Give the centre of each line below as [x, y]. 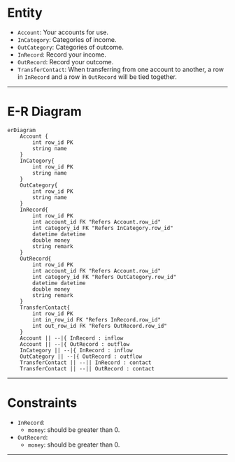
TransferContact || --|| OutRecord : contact [87, 368]
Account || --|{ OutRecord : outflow [75, 344]
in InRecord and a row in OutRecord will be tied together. [97, 77]
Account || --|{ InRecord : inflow [72, 338]
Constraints [42, 403]
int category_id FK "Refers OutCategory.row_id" [105, 277]
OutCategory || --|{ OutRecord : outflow [81, 356]
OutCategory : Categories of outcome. [70, 47]
